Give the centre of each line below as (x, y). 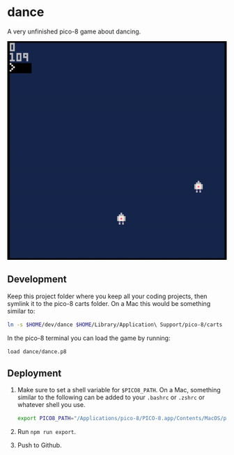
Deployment (34, 373)
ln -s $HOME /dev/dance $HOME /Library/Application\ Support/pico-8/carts (115, 325)
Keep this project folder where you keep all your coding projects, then (107, 296)
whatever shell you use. (51, 405)
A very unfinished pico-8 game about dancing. (74, 31)
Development (37, 279)
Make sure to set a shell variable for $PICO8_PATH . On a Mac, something (119, 390)
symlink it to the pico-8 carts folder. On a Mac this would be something (109, 303)
